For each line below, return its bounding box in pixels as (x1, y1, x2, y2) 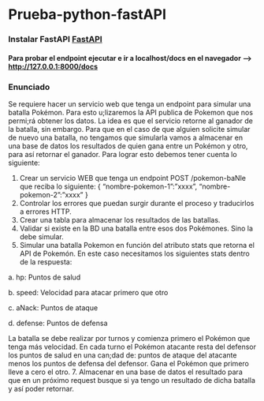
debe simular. (19, 232, 65, 242)
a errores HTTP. (19, 207, 73, 216)
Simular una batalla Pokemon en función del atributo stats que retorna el (19, 241, 255, 249)
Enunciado (8, 81, 50, 92)
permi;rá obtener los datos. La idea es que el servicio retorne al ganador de (8, 116, 254, 126)
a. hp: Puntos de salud (8, 272, 81, 282)
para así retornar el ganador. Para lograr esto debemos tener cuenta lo (8, 150, 238, 159)
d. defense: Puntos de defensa (8, 318, 108, 328)
